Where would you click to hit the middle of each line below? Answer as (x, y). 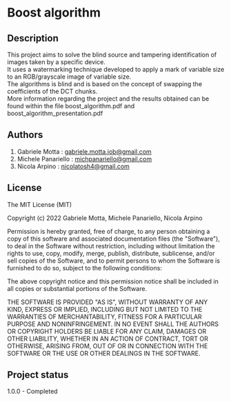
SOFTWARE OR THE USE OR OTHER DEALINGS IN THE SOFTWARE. (104, 353)
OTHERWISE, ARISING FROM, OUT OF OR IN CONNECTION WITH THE (108, 345)
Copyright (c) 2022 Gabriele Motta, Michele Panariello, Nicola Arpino (105, 218)
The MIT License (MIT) (40, 204)
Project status (38, 375)
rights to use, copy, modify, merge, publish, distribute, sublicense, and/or (111, 253)
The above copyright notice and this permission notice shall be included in (113, 281)
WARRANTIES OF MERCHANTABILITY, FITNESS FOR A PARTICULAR (104, 316)
